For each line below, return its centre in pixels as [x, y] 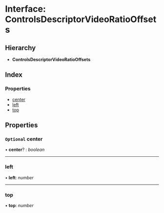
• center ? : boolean [25, 149]
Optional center [24, 139]
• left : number [19, 177]
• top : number [19, 205]
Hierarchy [20, 48]
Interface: [26, 9]
